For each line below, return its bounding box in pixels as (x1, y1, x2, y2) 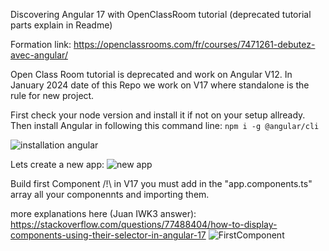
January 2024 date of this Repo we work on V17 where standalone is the (10, 79, 310, 91)
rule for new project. (10, 90, 95, 101)
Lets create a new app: (10, 159, 105, 170)
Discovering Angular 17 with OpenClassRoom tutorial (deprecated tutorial (10, 9, 312, 20)
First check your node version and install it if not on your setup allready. (10, 109, 306, 121)
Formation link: (10, 39, 72, 50)
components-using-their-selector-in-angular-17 (10, 229, 207, 241)
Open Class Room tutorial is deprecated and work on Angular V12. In (10, 69, 293, 80)
